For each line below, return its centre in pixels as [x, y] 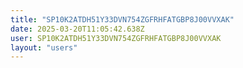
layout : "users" [44, 47]
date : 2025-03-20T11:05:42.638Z [77, 29]
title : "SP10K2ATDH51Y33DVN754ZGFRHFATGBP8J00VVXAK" [122, 19]
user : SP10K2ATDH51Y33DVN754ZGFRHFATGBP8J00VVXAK [116, 38]
